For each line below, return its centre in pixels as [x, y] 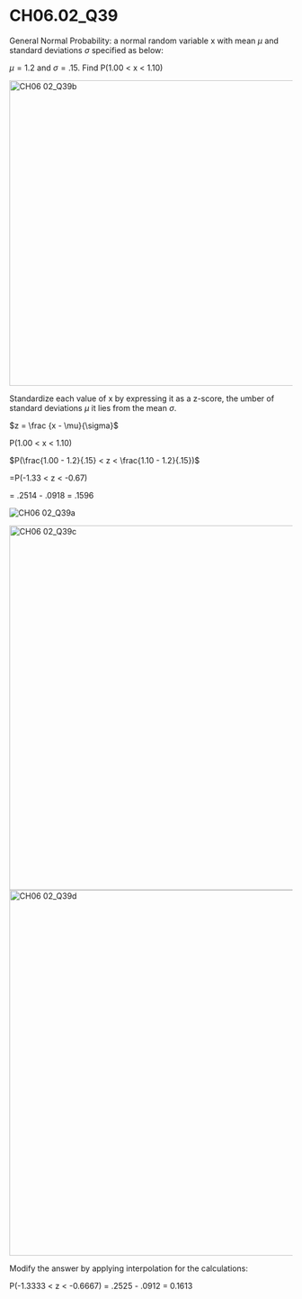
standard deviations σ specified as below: [87, 50]
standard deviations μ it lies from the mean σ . [93, 407]
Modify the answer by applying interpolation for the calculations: [129, 1268]
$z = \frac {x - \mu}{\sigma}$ [64, 425]
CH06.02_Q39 [64, 16]
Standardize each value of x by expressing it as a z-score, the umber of [142, 398]
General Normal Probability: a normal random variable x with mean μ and [144, 41]
